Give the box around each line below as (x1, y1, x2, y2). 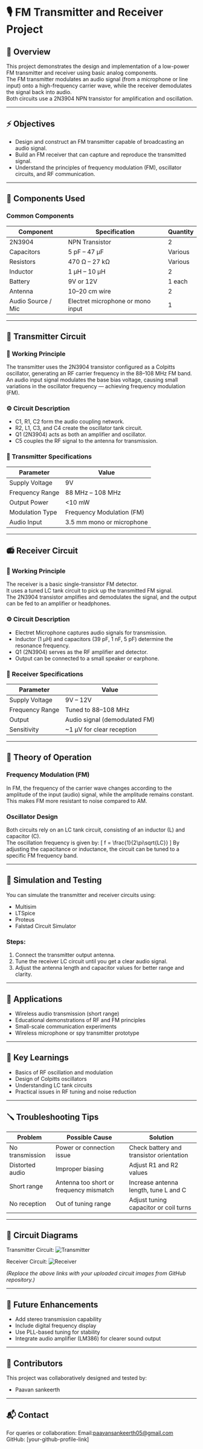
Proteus (14, 916, 35, 923)
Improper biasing (55, 1165, 104, 1173)
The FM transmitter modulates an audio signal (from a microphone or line (6, 76, 188, 82)
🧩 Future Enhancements (6, 1299, 98, 1309)
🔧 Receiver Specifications (6, 670, 83, 678)
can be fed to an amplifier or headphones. (6, 600, 111, 607)
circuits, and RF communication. (14, 170, 95, 177)
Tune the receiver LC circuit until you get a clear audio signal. (14, 958, 168, 965)
